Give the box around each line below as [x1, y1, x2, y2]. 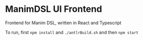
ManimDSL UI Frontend [5, 3, 102, 15]
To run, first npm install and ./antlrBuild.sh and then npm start [5, 29, 139, 35]
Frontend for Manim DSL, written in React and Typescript [5, 20, 122, 26]
